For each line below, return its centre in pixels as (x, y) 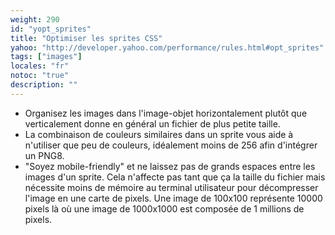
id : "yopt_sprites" (51, 29)
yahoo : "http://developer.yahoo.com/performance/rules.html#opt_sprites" (167, 47)
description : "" (44, 85)
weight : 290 (35, 19)
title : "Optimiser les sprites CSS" (86, 38)
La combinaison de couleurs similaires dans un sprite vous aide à (159, 134)
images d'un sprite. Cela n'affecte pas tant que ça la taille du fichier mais (175, 177)
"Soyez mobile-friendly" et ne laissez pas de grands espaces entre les (170, 166)
